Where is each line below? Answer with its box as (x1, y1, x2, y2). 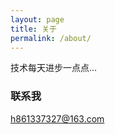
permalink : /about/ (10, 33, 92, 43)
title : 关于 (10, 24, 57, 34)
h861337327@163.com (10, 112, 105, 125)
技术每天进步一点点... (10, 62, 98, 74)
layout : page (10, 14, 65, 25)
